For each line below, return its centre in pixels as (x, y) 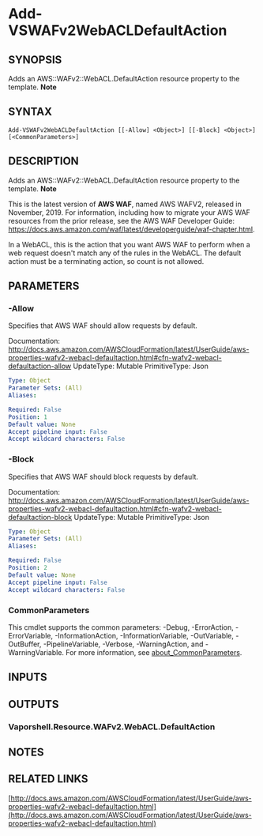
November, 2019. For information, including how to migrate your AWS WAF (130, 212)
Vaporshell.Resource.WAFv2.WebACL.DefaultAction (112, 726)
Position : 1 (28, 417)
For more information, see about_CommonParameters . (154, 652)
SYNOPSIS (35, 60)
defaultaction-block (40, 517)
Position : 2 (28, 568)
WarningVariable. (36, 652)
